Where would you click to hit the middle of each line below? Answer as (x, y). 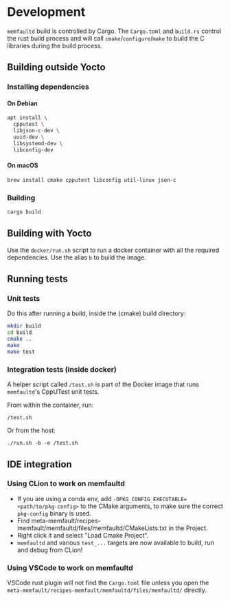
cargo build (24, 212)
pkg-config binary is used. (54, 513)
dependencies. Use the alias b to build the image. (77, 257)
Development (46, 12)
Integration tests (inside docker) (62, 369)
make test (21, 352)
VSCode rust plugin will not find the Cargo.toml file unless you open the (108, 583)
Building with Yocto (49, 234)
